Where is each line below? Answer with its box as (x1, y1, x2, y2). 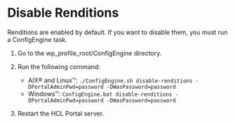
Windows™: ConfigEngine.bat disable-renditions (27, 89, 173, 98)
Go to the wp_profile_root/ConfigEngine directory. (17, 49, 162, 57)
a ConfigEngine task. (7, 35, 68, 43)
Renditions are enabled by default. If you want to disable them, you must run (7, 28, 228, 36)
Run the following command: (17, 62, 100, 71)
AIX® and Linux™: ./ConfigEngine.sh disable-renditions (27, 75, 193, 85)
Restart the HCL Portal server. (17, 109, 104, 117)
